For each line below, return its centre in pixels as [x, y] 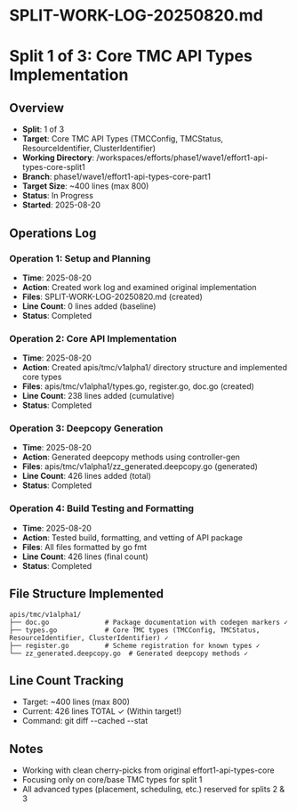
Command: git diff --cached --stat [85, 721]
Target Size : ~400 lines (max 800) [85, 186]
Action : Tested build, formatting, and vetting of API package [132, 537]
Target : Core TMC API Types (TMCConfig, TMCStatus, [123, 139]
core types [42, 377]
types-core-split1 [54, 167]
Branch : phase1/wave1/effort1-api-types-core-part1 [116, 177]
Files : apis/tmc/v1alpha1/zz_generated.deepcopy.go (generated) [140, 466]
